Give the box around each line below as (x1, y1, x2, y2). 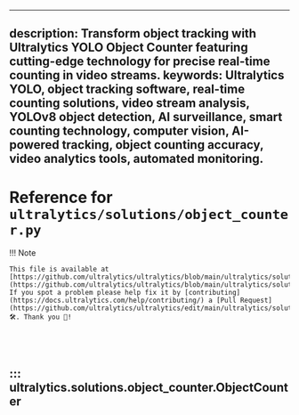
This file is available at (9, 264, 109, 274)
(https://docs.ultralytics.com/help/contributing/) (9, 296, 205, 305)
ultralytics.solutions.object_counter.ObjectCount (9, 379, 289, 395)
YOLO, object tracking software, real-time (9, 82, 246, 97)
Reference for (9, 187, 113, 207)
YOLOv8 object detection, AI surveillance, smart (9, 110, 283, 125)
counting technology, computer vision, (9, 124, 230, 139)
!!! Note (9, 248, 36, 258)
